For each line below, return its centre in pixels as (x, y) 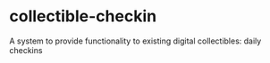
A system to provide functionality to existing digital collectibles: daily (135, 41)
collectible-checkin (83, 16)
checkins (26, 50)
